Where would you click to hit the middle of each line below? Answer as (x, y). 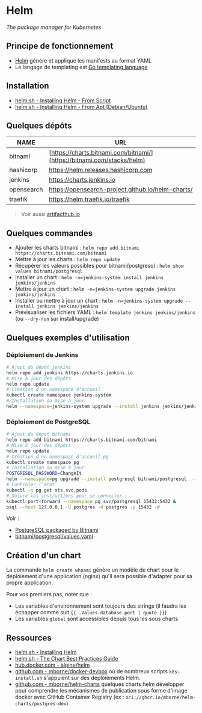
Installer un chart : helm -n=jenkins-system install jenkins (89, 277)
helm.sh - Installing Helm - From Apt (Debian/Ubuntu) (81, 106)
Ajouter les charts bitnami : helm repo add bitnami (77, 248)
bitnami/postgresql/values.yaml (54, 537)
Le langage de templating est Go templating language (81, 67)
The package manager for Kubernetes (54, 27)
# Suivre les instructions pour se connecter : (67, 496)
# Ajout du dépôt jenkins (38, 367)
